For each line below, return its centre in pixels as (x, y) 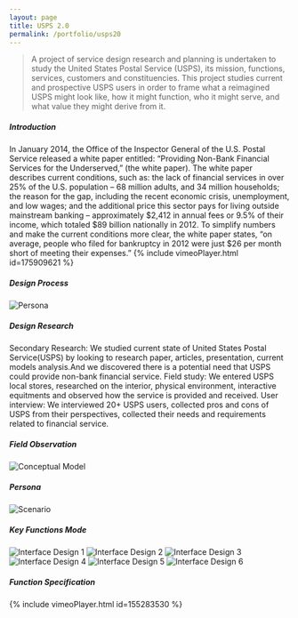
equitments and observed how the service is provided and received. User (144, 396)
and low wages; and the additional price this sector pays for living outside (145, 206)
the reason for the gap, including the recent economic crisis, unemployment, (149, 197)
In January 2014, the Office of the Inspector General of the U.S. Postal (137, 149)
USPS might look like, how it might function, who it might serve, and (155, 97)
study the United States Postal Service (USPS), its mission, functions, (158, 68)
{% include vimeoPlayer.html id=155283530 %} (96, 605)
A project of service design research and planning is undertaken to (153, 60)
